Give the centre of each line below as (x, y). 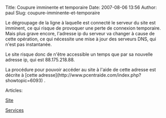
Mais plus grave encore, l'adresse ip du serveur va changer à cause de (80, 33)
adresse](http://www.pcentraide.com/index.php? (90, 75)
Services (15, 110)
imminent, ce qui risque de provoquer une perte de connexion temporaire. (83, 28)
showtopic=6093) (24, 80)
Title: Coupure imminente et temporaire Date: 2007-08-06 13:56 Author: (81, 7)
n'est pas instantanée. (29, 44)
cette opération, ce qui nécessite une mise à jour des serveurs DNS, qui (81, 39)
